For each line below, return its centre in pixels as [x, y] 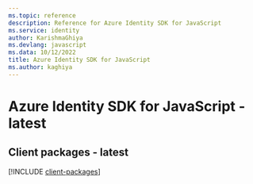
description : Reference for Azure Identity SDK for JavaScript [115, 23]
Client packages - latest [69, 153]
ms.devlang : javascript [48, 45]
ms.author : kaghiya [40, 67]
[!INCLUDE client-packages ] [54, 171]
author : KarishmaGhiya [46, 38]
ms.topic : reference [42, 15]
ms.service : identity [44, 30]
